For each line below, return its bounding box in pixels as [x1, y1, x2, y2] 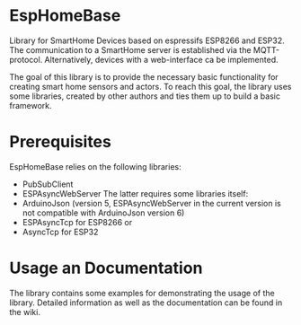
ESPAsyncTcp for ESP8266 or [22, 216, 133, 227]
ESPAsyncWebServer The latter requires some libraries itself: [22, 188, 249, 198]
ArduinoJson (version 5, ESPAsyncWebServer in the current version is [22, 198, 281, 208]
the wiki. [9, 306, 40, 317]
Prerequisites [9, 132, 112, 153]
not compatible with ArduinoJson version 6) [22, 207, 185, 218]
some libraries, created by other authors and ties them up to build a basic [9, 91, 281, 101]
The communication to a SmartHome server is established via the [9, 44, 252, 55]
